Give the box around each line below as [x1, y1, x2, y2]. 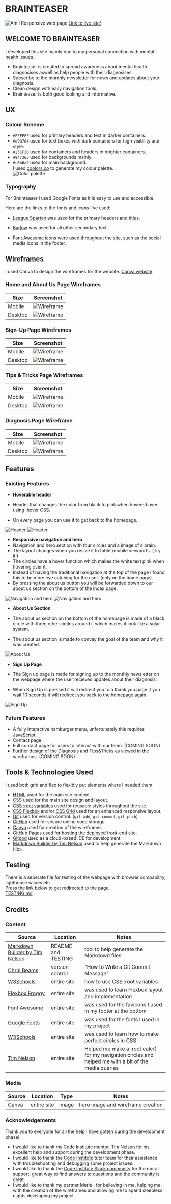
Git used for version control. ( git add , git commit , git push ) [12, 813, 138, 819]
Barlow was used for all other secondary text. [12, 224, 108, 230]
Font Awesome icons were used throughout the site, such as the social [12, 234, 161, 241]
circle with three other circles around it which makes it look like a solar [12, 621, 160, 627]
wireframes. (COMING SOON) [12, 753, 75, 759]
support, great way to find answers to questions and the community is [12, 1171, 160, 1177]
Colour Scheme [5, 121, 45, 128]
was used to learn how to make [84, 1030, 159, 1037]
